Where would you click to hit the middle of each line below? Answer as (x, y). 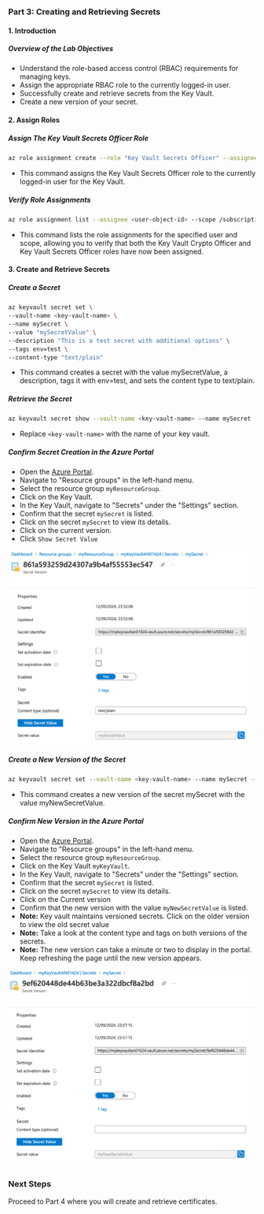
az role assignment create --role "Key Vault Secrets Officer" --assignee (133, 158)
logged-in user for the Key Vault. (72, 181)
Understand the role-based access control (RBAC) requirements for (129, 69)
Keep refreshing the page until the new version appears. (110, 958)
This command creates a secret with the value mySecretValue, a (123, 372)
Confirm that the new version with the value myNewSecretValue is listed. (134, 908)
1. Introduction (32, 31)
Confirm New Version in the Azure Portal (76, 821)
